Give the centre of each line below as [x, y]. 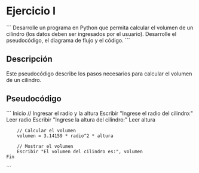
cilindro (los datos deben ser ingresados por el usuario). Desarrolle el [91, 34]
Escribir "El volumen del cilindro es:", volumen [80, 151]
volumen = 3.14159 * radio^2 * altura [65, 136]
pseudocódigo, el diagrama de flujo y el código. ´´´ [68, 40]
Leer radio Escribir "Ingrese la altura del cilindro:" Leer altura [81, 119]
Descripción [29, 59]
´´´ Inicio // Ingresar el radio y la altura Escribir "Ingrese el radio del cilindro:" [99, 113]
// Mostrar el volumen [45, 146]
